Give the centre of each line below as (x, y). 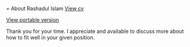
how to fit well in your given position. (50, 37)
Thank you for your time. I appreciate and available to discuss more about (95, 31)
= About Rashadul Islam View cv (45, 9)
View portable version (33, 20)
